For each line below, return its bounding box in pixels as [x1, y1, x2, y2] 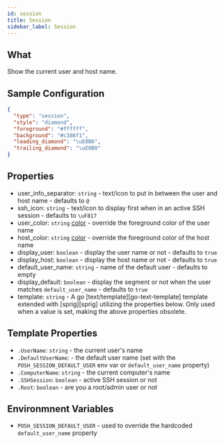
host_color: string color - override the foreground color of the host [17, 233, 210, 241]
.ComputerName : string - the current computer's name [17, 368, 170, 376]
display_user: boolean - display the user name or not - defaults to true [17, 248, 218, 256]
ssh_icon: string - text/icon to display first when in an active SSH [17, 203, 205, 212]
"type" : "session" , [13, 112, 70, 119]
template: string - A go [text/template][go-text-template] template [17, 292, 208, 301]
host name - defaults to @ [17, 196, 90, 205]
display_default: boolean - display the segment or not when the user [17, 278, 211, 286]
